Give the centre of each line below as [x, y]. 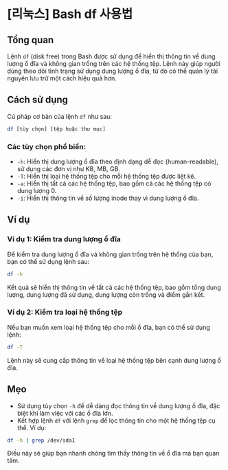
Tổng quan [31, 40]
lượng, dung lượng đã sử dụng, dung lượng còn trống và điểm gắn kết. [106, 294]
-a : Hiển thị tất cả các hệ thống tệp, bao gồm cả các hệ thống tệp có [114, 183]
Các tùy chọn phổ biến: [47, 146]
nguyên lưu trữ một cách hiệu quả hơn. [62, 78]
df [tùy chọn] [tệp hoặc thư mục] [57, 129]
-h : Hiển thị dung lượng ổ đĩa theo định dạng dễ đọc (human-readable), [117, 161]
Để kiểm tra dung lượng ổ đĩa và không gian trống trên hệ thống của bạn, [110, 254]
